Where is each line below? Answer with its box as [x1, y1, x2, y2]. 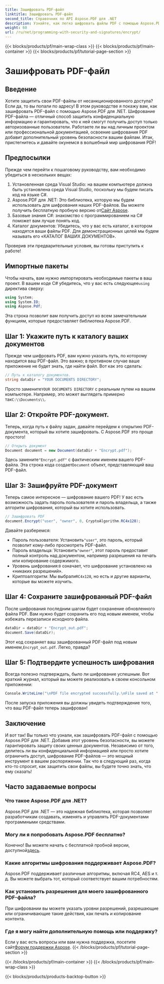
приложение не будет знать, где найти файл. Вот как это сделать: [5, 363, 143, 369]
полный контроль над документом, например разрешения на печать [12, 552, 157, 558]
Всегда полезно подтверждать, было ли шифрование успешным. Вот [5, 671, 150, 677]
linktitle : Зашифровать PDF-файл [5, 12, 73, 17]
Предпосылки [5, 153, 51, 162]
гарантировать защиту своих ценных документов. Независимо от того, [5, 743, 154, 748]
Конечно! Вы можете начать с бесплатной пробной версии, [5, 842, 130, 848]
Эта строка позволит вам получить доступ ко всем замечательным [5, 313, 147, 319]
